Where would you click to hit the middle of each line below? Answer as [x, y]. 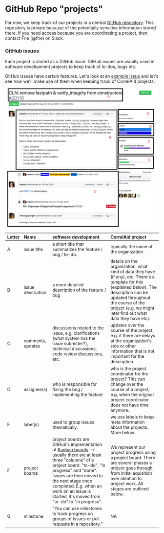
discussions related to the [78, 328]
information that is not [133, 351]
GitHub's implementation [77, 444]
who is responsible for [74, 384]
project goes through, [132, 468]
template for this [127, 282]
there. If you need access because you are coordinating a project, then [76, 33]
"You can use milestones [77, 509]
